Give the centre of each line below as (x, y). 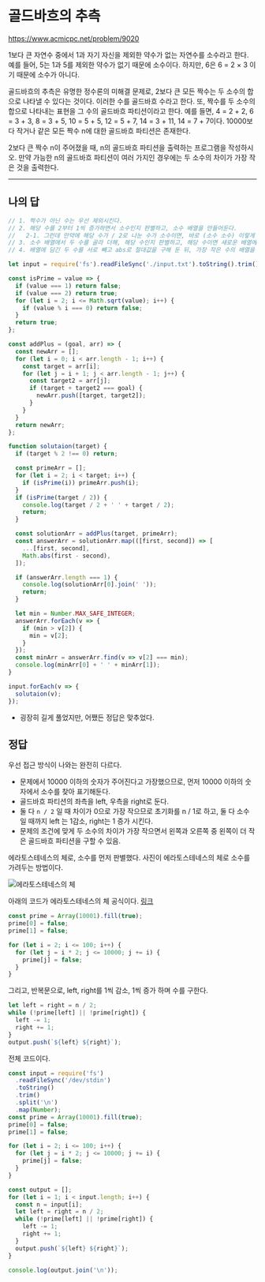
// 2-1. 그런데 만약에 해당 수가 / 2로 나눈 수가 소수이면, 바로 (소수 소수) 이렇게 (131, 235)
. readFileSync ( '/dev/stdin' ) (63, 1081)
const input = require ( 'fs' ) (56, 1073)
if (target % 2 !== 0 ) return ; (67, 454)
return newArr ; (40, 425)
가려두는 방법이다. (36, 868)
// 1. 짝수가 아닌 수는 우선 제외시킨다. (65, 221)
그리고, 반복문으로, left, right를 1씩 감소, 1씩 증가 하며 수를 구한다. (108, 991)
